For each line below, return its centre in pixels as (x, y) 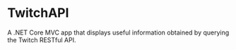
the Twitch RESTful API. (42, 39)
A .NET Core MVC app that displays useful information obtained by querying (118, 32)
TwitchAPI (38, 13)
